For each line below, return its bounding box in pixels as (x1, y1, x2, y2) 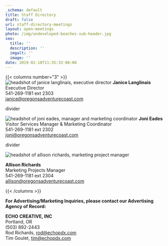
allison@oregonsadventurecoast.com (5, 178, 85, 184)
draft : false (5, 17, 33, 22)
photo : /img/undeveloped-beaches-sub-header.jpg (5, 31, 111, 36)
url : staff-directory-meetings (5, 22, 72, 27)
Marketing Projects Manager (5, 167, 66, 173)
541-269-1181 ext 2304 (5, 173, 54, 179)
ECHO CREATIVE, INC (5, 213, 52, 219)
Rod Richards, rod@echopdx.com (5, 230, 77, 236)
